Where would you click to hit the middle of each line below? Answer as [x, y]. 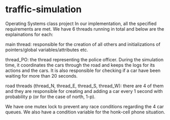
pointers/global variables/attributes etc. [47, 50]
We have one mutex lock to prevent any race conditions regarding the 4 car [85, 106]
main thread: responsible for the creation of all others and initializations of [83, 44]
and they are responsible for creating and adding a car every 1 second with [84, 91]
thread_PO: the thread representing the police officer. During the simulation [84, 59]
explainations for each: [29, 34]
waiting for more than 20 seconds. [42, 76]
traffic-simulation [43, 9]
